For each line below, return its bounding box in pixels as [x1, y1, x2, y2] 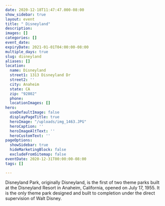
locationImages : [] [10, 101, 51, 106]
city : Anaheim [10, 82, 39, 87]
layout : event [5, 17, 35, 22]
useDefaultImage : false [10, 110, 59, 115]
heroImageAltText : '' [10, 128, 55, 133]
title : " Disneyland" [5, 21, 51, 27]
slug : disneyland [5, 54, 42, 59]
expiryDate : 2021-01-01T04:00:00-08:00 [5, 45, 89, 50]
